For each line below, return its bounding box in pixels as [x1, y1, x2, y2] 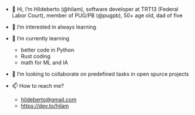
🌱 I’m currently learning [11, 35, 70, 41]
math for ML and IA [20, 59, 69, 66]
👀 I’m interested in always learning [11, 24, 97, 30]
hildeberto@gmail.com [20, 96, 77, 103]
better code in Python [20, 46, 75, 53]
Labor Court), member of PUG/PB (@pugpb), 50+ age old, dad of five [11, 12, 183, 19]
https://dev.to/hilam [20, 103, 69, 109]
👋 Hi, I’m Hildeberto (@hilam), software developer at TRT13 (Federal [11, 6, 179, 12]
